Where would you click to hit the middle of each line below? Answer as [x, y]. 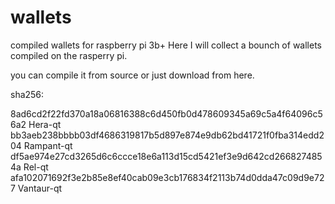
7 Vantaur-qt [36, 188]
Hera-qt [45, 124]
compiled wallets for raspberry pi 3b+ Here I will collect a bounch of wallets [166, 45]
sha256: [27, 94]
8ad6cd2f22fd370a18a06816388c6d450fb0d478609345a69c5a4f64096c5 [166, 113]
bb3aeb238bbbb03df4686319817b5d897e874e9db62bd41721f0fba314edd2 [167, 135]
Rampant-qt [48, 145]
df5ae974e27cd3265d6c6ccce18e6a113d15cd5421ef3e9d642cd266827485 [166, 156]
